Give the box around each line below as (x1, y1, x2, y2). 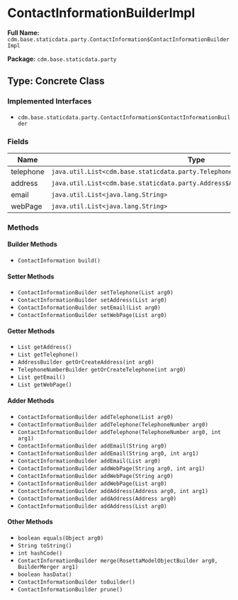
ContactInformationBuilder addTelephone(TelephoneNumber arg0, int (17, 428, 221, 435)
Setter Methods (7, 272, 55, 281)
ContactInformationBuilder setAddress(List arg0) (17, 296, 168, 304)
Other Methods (7, 518, 53, 526)
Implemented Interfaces (7, 96, 92, 106)
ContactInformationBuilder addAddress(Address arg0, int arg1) (17, 487, 209, 494)
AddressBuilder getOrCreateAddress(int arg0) (17, 359, 154, 366)
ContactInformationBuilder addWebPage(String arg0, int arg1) (17, 465, 205, 472)
